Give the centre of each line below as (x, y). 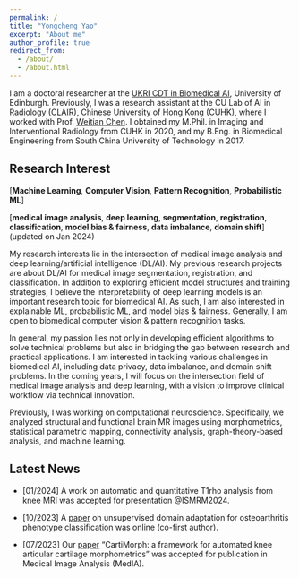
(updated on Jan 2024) (52, 236)
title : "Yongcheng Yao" (54, 26)
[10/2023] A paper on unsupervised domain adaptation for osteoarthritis (155, 517)
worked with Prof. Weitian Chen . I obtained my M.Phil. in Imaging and (137, 121)
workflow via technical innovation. (73, 394)
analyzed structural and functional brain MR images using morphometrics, (146, 421)
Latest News (45, 469)
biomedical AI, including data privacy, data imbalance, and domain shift (141, 366)
